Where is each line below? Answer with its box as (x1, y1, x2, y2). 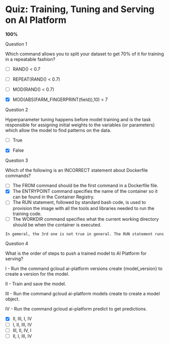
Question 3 (5, 157, 28, 163)
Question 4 (5, 240, 29, 247)
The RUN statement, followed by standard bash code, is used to (12, 199, 146, 205)
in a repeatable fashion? (5, 56, 56, 62)
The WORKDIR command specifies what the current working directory (12, 216, 159, 222)
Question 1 (5, 41, 27, 47)
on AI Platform (5, 14, 67, 26)
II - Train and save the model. (5, 281, 66, 287)
